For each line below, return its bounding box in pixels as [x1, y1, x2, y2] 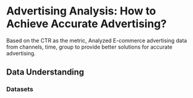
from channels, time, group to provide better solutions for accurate [6, 43, 172, 51]
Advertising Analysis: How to [6, 4, 156, 18]
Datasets [6, 85, 33, 94]
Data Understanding [6, 67, 85, 78]
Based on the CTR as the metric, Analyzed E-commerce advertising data [6, 37, 188, 44]
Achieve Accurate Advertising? [6, 17, 167, 31]
